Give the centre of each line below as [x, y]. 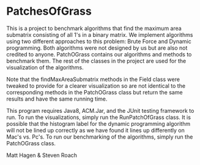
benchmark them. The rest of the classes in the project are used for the [96, 61]
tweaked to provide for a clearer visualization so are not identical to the [96, 86]
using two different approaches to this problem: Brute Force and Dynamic [99, 41]
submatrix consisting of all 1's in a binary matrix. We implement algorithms [100, 34]
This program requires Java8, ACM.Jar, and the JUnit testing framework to [100, 110]
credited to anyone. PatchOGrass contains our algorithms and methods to [99, 54]
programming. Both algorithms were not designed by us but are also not [97, 48]
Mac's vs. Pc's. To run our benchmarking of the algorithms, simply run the [100, 137]
